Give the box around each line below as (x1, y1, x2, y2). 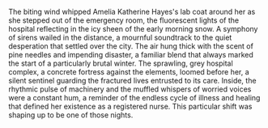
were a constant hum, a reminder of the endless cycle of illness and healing (8, 93, 261, 102)
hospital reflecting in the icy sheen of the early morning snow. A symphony (8, 24, 258, 33)
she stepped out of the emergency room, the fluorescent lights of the (8, 15, 240, 25)
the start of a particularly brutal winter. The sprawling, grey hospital (8, 58, 233, 68)
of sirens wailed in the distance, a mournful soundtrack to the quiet (8, 32, 232, 42)
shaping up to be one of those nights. (8, 110, 134, 120)
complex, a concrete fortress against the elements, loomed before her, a (8, 67, 249, 76)
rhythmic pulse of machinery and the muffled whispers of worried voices (8, 84, 252, 94)
